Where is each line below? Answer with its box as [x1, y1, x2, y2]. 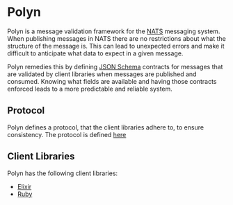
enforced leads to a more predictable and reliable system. [7, 84, 172, 93]
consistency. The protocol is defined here [7, 130, 127, 139]
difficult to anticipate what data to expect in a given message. [7, 49, 184, 57]
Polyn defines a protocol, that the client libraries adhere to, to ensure [7, 123, 204, 132]
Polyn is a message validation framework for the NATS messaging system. [7, 27, 220, 35]
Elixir [17, 182, 32, 190]
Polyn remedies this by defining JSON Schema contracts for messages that [7, 62, 223, 71]
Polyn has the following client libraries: [7, 169, 118, 177]
